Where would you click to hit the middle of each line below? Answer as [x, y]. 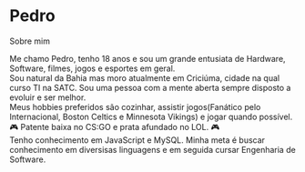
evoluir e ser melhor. [48, 97]
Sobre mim [30, 41]
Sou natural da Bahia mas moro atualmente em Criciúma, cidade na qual [145, 77]
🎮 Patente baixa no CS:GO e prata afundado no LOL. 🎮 [115, 126]
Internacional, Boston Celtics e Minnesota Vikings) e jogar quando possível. [151, 116]
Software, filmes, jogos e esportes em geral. [92, 68]
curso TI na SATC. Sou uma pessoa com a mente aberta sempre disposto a [150, 87]
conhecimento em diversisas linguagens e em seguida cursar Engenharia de [152, 149]
